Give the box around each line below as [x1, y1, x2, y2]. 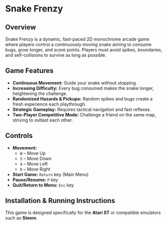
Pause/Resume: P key [12, 176, 58, 182]
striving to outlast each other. [12, 117, 73, 123]
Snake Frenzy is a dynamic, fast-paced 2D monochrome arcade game [5, 36, 149, 42]
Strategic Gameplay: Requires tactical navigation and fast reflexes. [12, 106, 151, 112]
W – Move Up [19, 150, 46, 156]
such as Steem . [5, 215, 37, 221]
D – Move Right [19, 166, 50, 172]
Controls [5, 131, 33, 140]
